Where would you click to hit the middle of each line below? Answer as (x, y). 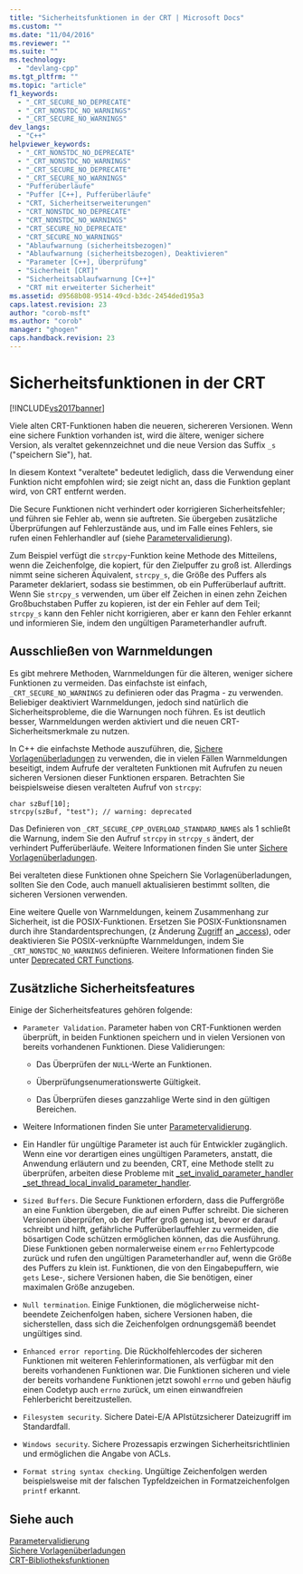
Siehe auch (42, 1519)
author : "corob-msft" (50, 313)
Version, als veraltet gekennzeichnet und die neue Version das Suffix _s (142, 444)
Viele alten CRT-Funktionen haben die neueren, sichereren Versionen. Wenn (151, 425)
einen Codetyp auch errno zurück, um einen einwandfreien (133, 1390)
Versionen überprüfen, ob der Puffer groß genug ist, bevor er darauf (150, 1219)
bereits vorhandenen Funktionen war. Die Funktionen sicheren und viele (156, 1371)
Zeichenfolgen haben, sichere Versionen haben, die (156, 1315)
